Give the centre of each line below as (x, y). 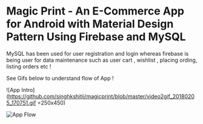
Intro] (28, 90)
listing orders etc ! (29, 66)
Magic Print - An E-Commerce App (95, 11)
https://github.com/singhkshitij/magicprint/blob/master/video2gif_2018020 (101, 96)
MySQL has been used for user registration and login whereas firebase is (98, 53)
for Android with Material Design (90, 24)
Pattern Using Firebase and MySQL (96, 37)
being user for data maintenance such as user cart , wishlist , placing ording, (102, 60)
